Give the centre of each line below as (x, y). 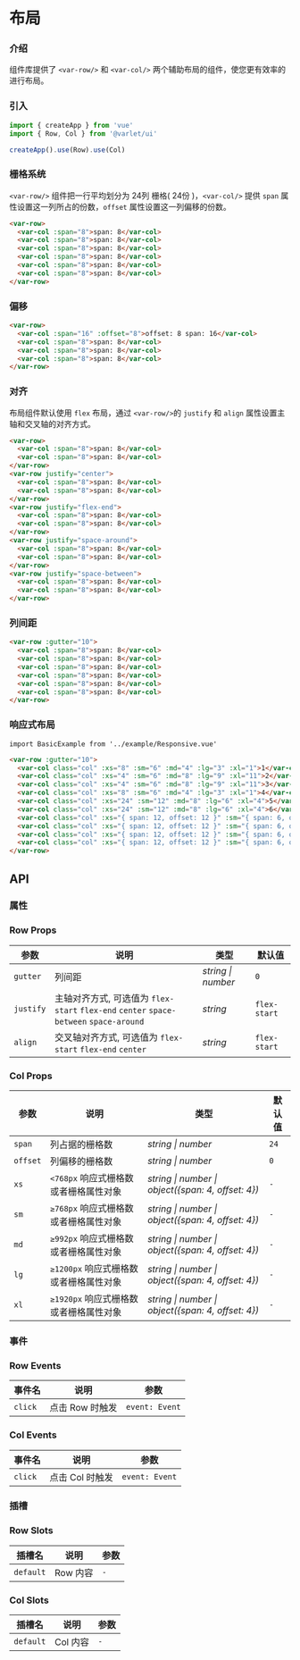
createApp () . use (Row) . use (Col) (67, 150)
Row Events (35, 1365)
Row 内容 (74, 1572)
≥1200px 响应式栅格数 (94, 1269)
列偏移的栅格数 (82, 1161)
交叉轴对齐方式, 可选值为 (106, 1037)
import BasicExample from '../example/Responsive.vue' (113, 744)
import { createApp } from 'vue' (71, 125)
